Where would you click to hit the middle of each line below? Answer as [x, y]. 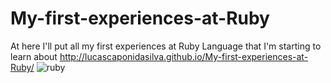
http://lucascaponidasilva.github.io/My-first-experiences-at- [184, 56]
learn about [34, 56]
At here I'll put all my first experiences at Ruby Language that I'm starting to [166, 46]
